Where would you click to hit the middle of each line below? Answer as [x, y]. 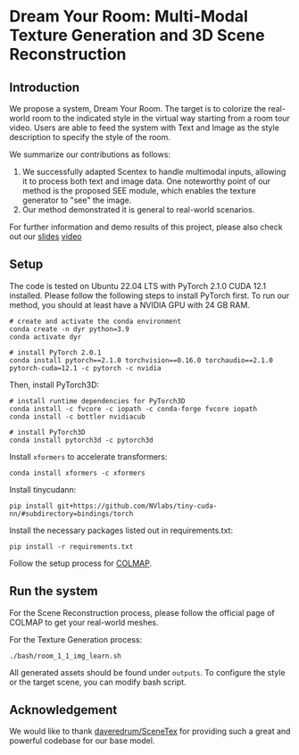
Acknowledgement [63, 710]
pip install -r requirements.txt [71, 546]
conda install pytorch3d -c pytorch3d [81, 440]
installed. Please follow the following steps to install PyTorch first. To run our [149, 295]
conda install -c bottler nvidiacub [77, 417]
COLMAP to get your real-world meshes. [84, 622]
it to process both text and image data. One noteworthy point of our [146, 181]
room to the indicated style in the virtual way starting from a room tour [161, 118]
